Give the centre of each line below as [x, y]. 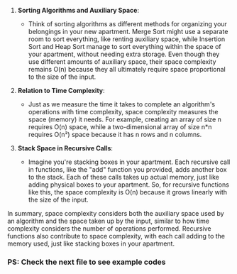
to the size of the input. [62, 77]
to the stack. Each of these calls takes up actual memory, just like [124, 177]
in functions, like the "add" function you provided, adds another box [127, 169]
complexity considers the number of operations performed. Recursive [109, 229]
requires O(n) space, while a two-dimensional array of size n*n [120, 127]
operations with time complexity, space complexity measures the [123, 112]
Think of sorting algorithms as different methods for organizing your [127, 24]
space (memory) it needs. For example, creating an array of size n [125, 119]
